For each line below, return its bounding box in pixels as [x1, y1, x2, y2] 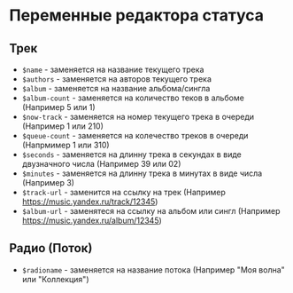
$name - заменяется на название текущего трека [21, 64, 204, 75]
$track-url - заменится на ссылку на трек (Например [21, 187, 226, 197]
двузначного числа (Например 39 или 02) [21, 159, 181, 169]
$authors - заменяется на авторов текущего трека [21, 74, 212, 84]
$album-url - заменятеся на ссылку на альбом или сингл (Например [21, 206, 281, 216]
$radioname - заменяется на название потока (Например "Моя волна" [21, 264, 285, 275]
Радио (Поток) [9, 241, 93, 256]
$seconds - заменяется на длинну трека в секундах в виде [21, 149, 242, 160]
